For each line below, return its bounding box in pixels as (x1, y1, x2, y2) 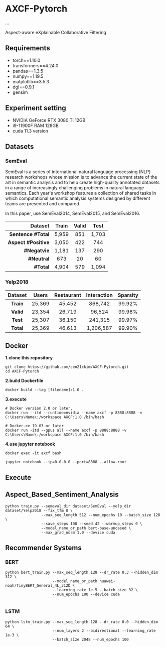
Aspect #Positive (8, 239, 50, 246)
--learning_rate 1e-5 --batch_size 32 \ (52, 588, 138, 593)
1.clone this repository (5, 355, 53, 361)
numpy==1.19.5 (12, 73, 44, 79)
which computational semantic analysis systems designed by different (5, 195, 150, 201)
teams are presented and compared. (5, 201, 81, 207)
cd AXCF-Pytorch (5, 369, 39, 374)
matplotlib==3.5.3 (12, 78, 49, 84)
